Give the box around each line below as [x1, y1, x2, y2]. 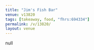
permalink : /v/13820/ [5, 21, 51, 27]
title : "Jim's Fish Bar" [5, 7, 58, 13]
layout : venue [5, 26, 36, 31]
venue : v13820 [5, 12, 36, 17]
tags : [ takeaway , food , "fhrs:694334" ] [5, 17, 90, 22]
